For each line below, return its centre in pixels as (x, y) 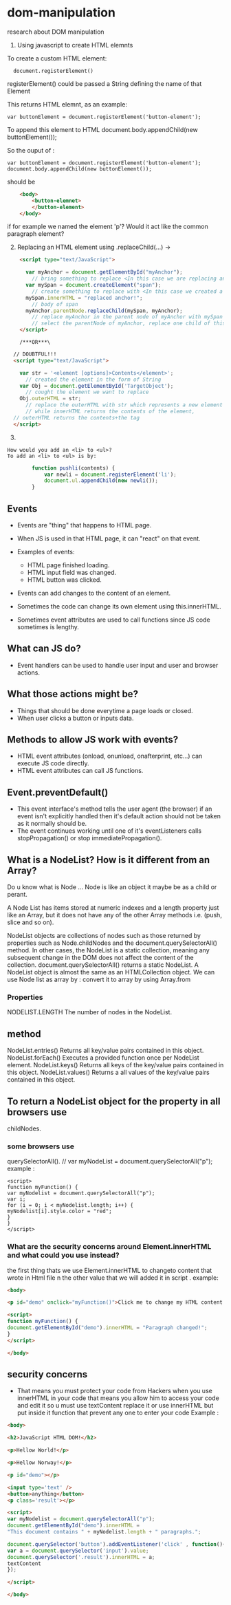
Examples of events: (46, 552)
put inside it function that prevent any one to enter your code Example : (118, 1413)
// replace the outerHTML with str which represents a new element (124, 405)
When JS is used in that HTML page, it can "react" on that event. (109, 538)
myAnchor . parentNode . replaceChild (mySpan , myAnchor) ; (104, 311)
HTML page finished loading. (68, 565)
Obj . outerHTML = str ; (50, 399)
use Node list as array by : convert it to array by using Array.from (99, 980)
